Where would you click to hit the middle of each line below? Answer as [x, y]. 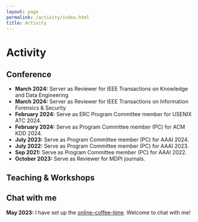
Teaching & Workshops [51, 177]
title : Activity [26, 23]
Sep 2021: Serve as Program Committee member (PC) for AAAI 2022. [101, 153]
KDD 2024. [28, 133]
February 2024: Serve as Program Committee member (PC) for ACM [100, 127]
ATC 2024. [28, 121]
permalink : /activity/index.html [48, 17]
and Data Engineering [42, 95]
